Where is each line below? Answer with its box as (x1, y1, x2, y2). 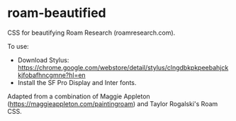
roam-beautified (7, 5, 106, 21)
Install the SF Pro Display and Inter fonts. (17, 78, 137, 86)
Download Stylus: (17, 55, 69, 64)
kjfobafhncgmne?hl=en (17, 71, 86, 79)
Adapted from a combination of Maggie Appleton (7, 92, 150, 100)
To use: (7, 42, 30, 50)
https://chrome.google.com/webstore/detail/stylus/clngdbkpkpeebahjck (17, 63, 229, 71)
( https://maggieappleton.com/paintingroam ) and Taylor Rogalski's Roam (7, 99, 218, 108)
